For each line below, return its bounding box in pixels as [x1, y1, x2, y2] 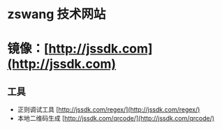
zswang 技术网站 [7, 6, 106, 22]
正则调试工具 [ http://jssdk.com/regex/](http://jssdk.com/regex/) [17, 105, 200, 114]
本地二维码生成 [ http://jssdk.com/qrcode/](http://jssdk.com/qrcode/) [17, 114, 215, 123]
